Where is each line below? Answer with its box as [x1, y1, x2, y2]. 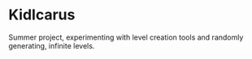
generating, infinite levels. [8, 40, 95, 50]
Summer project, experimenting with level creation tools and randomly [8, 32, 244, 42]
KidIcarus [8, 6, 76, 24]
